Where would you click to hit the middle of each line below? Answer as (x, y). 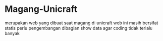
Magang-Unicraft (41, 9)
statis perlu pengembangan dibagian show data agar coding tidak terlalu (79, 28)
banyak (12, 33)
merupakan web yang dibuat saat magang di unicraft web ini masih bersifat (81, 23)
